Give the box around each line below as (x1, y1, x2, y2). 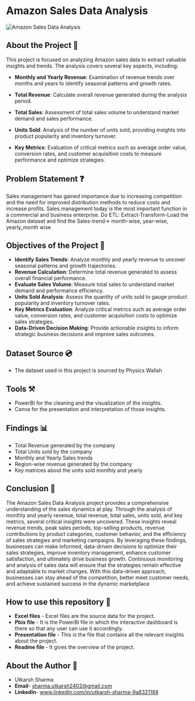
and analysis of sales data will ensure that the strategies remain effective (6, 561, 182, 569)
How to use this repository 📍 (6, 597, 111, 607)
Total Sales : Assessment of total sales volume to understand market (14, 108, 179, 115)
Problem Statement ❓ (6, 174, 85, 184)
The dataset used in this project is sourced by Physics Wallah (14, 367, 162, 374)
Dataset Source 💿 (6, 348, 73, 358)
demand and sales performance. (14, 115, 93, 122)
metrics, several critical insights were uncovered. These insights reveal (6, 518, 177, 525)
